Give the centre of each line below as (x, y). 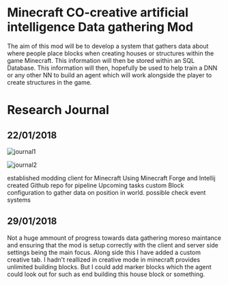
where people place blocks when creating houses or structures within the (111, 53)
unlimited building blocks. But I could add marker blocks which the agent (109, 267)
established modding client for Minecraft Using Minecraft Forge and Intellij (112, 178)
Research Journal (58, 110)
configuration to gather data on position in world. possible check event (106, 192)
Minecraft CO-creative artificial (98, 13)
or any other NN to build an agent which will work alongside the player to (110, 75)
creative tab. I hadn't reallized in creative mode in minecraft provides (103, 259)
